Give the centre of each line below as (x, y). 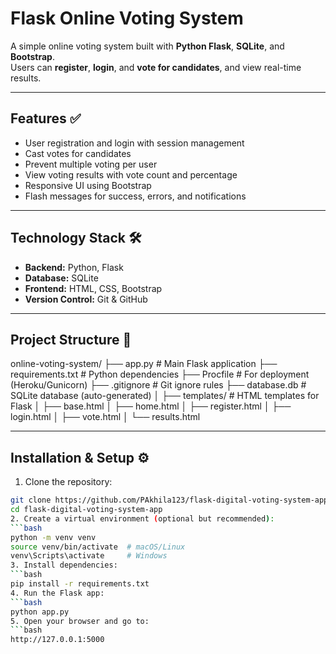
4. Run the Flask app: (57, 593)
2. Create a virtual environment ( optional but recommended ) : (142, 518)
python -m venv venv (53, 537)
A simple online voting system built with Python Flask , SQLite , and (147, 46)
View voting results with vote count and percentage (131, 174)
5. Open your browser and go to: (80, 621)
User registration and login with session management (134, 143)
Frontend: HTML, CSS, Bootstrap (93, 288)
